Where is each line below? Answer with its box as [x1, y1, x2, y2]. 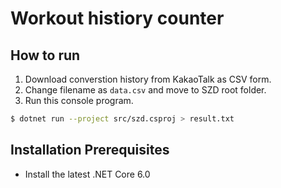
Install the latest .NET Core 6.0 [24, 168, 151, 180]
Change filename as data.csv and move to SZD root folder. [24, 84, 267, 96]
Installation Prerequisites [10, 142, 170, 159]
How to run [10, 47, 81, 64]
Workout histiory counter [10, 7, 225, 30]
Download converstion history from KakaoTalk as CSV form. [24, 73, 272, 85]
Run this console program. [24, 95, 134, 106]
